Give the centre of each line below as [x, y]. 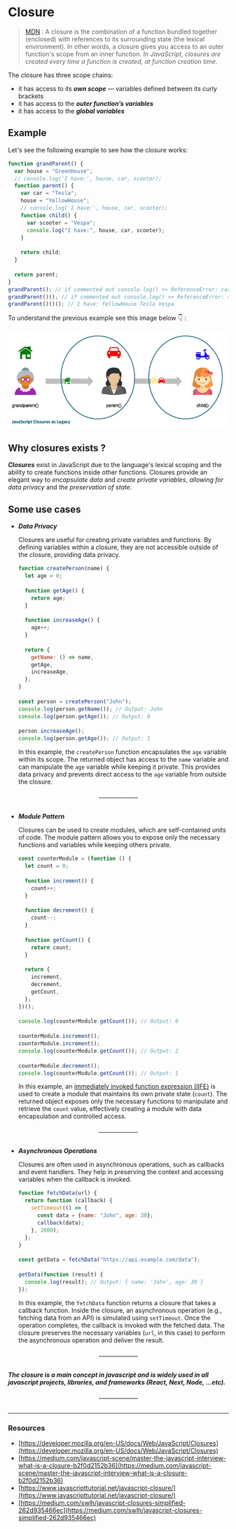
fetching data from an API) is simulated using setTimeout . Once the [114, 1318]
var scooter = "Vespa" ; [61, 223]
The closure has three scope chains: [61, 75]
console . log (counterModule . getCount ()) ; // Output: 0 [98, 1021]
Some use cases [44, 509]
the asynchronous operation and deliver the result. [91, 1340]
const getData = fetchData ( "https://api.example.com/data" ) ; [109, 1260]
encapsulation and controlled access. [72, 1117]
